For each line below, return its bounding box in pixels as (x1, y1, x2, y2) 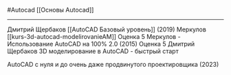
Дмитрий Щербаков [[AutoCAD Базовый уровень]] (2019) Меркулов (7, 25, 206, 33)
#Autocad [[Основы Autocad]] (7, 6, 94, 14)
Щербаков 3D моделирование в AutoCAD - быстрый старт (7, 47, 179, 55)
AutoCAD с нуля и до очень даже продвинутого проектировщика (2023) (7, 61, 219, 68)
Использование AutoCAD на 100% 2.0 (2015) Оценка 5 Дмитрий (7, 40, 195, 48)
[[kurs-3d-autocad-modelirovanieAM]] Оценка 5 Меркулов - (7, 33, 181, 40)
